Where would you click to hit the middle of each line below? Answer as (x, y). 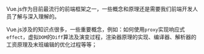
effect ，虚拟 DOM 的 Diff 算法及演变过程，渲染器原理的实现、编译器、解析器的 (101, 37)
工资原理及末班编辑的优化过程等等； (52, 45)
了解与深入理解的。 (35, 16)
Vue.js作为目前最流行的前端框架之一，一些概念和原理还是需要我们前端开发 (100, 9)
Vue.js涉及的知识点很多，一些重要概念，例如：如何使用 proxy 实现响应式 (96, 29)
